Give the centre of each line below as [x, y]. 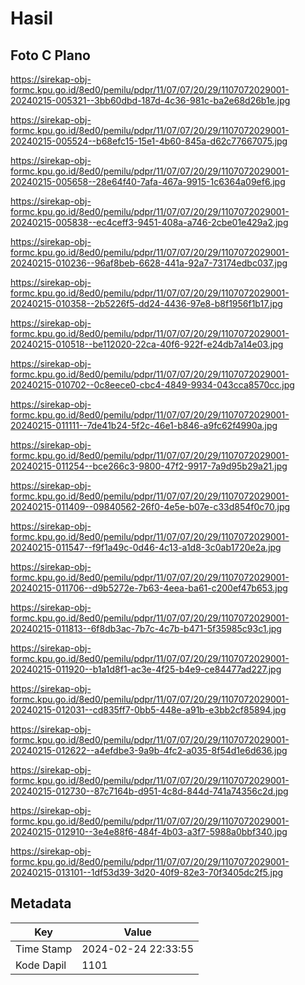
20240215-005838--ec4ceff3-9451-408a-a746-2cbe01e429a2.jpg [149, 222]
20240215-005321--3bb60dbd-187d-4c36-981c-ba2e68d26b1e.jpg [150, 100]
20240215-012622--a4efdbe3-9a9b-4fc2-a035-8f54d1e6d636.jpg [149, 750]
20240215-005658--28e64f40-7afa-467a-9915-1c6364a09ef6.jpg [148, 181]
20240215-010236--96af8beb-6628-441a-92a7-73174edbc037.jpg [149, 263]
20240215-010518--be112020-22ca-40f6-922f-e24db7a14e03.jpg [147, 344]
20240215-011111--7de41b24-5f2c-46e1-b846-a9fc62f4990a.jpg [144, 425]
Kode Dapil [41, 965]
